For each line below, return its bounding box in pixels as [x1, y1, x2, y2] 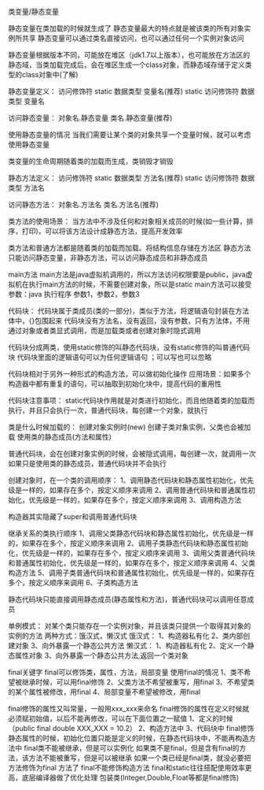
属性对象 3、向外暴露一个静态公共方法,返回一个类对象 [14, 651, 189, 660]
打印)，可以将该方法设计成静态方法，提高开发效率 [21, 227, 183, 236]
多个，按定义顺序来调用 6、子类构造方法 [8, 578, 139, 587]
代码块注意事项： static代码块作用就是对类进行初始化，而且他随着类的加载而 [8, 396, 255, 405]
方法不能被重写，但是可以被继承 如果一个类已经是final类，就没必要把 [28, 753, 251, 762]
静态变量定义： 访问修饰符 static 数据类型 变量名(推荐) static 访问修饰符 [8, 87, 240, 96]
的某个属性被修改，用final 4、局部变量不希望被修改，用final [8, 688, 201, 696]
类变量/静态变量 [8, 7, 60, 16]
